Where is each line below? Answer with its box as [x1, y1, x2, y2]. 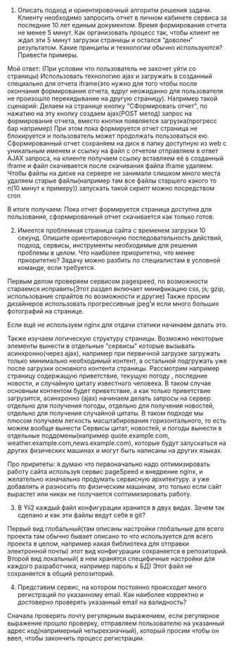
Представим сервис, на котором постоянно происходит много [17, 583, 207, 591]
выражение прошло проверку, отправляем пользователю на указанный [7, 619, 225, 627]
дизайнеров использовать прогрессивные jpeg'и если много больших [7, 300, 219, 308]
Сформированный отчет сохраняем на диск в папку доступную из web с [7, 139, 227, 147]
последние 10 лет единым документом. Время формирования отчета [17, 21, 227, 29]
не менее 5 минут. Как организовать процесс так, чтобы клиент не [17, 28, 220, 37]
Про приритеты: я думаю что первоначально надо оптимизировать [7, 460, 211, 468]
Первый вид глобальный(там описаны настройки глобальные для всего [7, 525, 224, 533]
